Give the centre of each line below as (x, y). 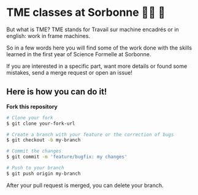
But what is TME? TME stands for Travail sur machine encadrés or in (93, 29)
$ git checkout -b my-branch (44, 140)
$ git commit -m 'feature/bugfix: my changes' (67, 157)
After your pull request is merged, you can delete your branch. (85, 185)
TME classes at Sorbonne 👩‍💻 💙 (86, 13)
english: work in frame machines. (48, 35)
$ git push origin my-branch (44, 174)
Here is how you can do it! (57, 92)
